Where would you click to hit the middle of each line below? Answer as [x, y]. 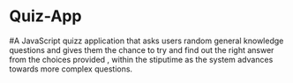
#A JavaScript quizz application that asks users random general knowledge [146, 41]
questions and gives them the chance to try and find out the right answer [142, 49]
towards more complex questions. [71, 69]
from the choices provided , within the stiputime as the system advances [141, 59]
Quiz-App [45, 16]
